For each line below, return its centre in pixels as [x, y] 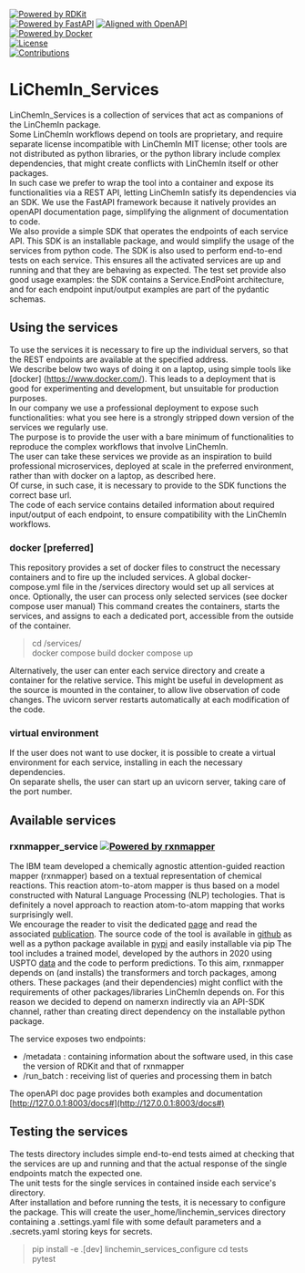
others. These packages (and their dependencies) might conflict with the [147, 983]
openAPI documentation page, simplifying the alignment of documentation [149, 212]
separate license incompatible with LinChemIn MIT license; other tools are [148, 144]
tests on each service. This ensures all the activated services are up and [145, 260]
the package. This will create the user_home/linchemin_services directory [148, 1212]
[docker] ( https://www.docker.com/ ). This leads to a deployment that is [142, 378]
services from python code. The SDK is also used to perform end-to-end [146, 250]
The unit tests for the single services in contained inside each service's [143, 1183]
